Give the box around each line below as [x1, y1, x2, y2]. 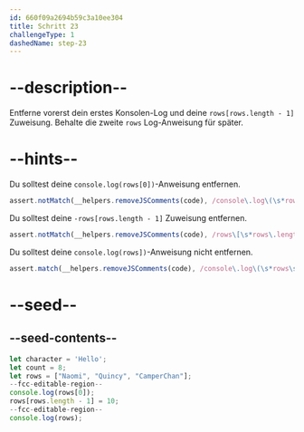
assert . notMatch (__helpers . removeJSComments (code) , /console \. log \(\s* [9, 197, 285, 206]
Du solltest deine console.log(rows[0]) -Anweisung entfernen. [9, 178, 242, 190]
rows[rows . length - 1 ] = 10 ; [9, 397, 119, 406]
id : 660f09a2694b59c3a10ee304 [9, 13, 124, 23]
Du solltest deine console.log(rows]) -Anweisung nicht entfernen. [9, 246, 253, 257]
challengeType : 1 [9, 30, 75, 39]
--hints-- [9, 149, 79, 169]
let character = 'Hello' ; [9, 354, 107, 363]
